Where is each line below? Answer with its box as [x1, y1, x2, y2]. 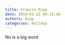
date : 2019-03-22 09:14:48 [5, 12, 61, 17]
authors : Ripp [5, 16, 34, 21]
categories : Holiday [5, 21, 48, 26]
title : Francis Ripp [5, 7, 48, 12]
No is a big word [5, 34, 38, 40]
